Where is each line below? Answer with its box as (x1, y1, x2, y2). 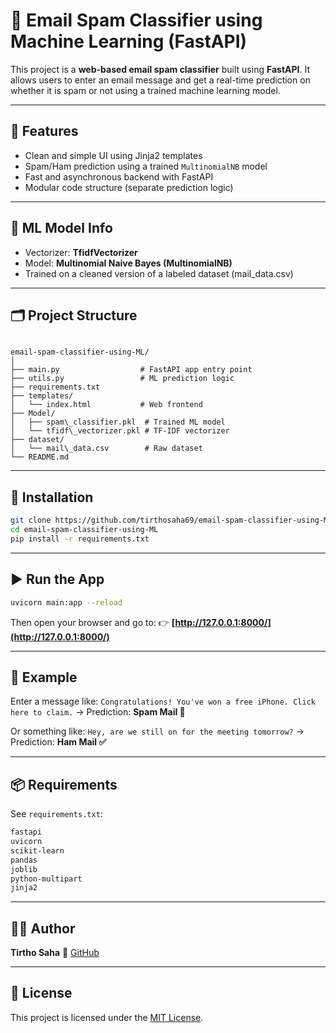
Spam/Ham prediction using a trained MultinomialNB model (24, 160, 268, 172)
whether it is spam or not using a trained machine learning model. (10, 84, 281, 96)
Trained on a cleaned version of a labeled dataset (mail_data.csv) (24, 267, 294, 279)
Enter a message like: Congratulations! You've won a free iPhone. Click (10, 695, 316, 708)
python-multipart (10, 874, 83, 884)
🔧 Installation (10, 489, 94, 506)
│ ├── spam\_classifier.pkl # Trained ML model (10, 417, 226, 428)
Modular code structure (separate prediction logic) (24, 181, 234, 193)
